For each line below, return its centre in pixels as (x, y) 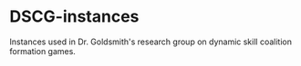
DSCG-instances (74, 17)
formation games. (42, 51)
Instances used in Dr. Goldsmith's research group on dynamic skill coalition (150, 42)
